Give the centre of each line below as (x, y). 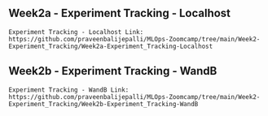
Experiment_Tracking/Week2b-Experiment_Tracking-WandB (103, 104)
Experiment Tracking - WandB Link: (69, 90)
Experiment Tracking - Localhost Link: (76, 32)
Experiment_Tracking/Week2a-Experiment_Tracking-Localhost (111, 46)
